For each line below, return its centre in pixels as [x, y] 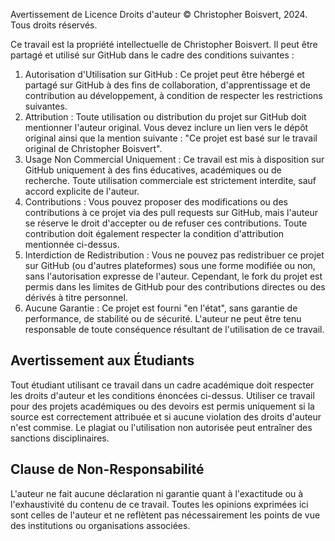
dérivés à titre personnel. [76, 297]
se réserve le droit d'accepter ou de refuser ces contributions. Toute [166, 223]
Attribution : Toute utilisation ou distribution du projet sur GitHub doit [165, 117]
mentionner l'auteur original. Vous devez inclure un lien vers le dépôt [166, 127]
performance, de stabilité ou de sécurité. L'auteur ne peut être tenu [163, 318]
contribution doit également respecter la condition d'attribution [154, 233]
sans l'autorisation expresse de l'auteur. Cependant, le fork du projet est [173, 276]
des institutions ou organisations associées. [100, 525]
